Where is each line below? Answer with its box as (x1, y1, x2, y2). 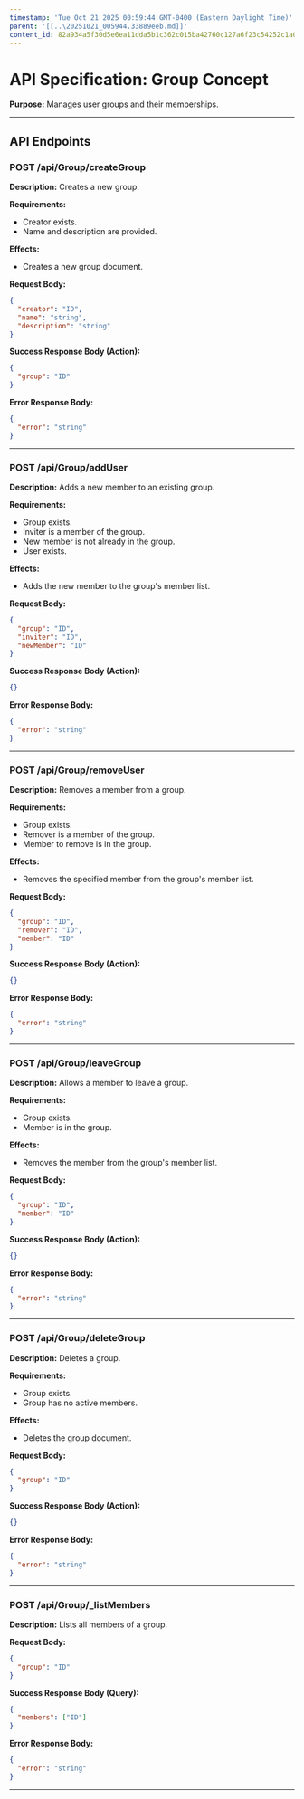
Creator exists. (22, 216, 78, 227)
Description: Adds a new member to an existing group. (9, 481, 215, 492)
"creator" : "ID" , (17, 304, 83, 313)
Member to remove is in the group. (22, 839, 152, 850)
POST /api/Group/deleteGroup (9, 1332, 146, 1345)
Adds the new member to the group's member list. (22, 580, 211, 591)
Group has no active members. (22, 1397, 138, 1408)
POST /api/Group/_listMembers (9, 1598, 151, 1611)
